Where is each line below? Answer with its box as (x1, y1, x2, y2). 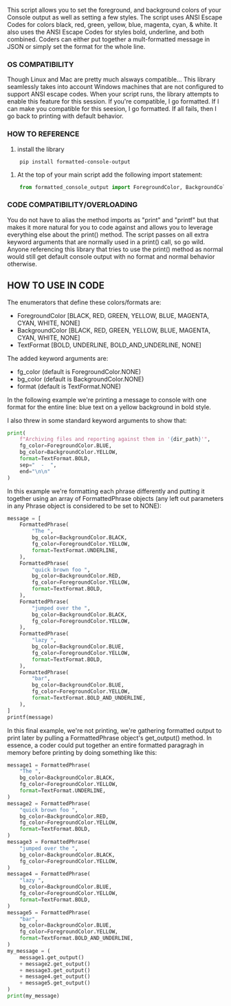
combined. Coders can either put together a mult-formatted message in (7, 35, 210, 43)
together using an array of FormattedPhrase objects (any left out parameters (7, 494, 224, 502)
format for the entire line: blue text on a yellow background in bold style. (7, 403, 212, 411)
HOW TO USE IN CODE (7, 279, 104, 292)
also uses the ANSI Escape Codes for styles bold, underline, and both (7, 28, 204, 36)
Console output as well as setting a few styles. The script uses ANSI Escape (7, 13, 223, 21)
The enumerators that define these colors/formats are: (7, 298, 162, 306)
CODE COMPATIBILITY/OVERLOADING (7, 200, 138, 210)
